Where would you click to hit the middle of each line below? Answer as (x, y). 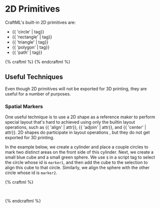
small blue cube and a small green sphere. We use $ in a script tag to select (80, 157)
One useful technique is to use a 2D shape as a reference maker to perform (80, 117)
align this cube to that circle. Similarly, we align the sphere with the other (77, 168)
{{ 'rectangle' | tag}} (32, 37)
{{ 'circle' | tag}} (28, 32)
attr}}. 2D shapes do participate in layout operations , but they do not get (77, 132)
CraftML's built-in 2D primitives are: (40, 22)
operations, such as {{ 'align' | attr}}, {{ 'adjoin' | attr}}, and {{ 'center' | (76, 128)
